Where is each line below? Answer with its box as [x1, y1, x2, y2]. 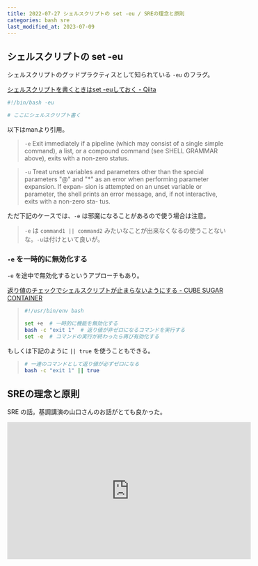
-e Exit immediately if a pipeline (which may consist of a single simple [24, 139, 224, 147]
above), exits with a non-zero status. [24, 154, 129, 162]
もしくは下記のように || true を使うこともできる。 [7, 346, 154, 355]
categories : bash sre [7, 17, 70, 24]
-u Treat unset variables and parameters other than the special [24, 167, 204, 176]
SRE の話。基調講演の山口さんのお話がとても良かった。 [7, 408, 167, 416]
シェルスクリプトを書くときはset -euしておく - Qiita [7, 85, 156, 94]
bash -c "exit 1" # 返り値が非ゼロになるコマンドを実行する [24, 326, 186, 333]
